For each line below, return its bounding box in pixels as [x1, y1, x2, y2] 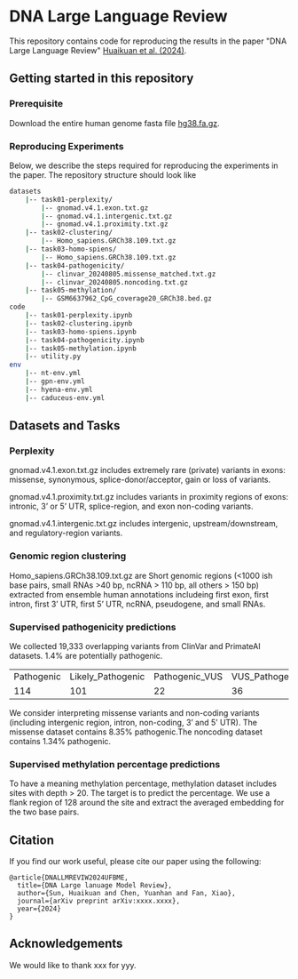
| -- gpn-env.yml [25, 377, 86, 386]
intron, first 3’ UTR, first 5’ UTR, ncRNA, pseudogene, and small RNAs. [9, 598, 266, 609]
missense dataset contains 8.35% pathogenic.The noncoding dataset [9, 726, 263, 737]
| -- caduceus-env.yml [25, 393, 105, 402]
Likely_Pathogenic [69, 670, 145, 682]
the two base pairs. [9, 806, 80, 817]
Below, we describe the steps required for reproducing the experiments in [9, 160, 278, 171]
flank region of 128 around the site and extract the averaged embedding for [9, 798, 285, 808]
